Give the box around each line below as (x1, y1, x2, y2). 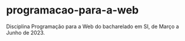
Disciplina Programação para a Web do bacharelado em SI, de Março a (6, 23, 179, 30)
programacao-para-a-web (6, 4, 139, 17)
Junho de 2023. (6, 29, 46, 36)
